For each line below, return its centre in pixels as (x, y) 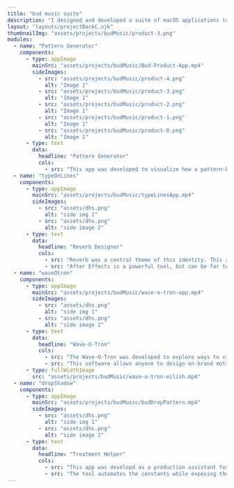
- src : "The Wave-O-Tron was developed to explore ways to (132, 357)
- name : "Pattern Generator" (56, 46)
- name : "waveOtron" (43, 273)
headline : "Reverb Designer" (80, 247)
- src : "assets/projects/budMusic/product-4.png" (112, 78)
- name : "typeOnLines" (46, 176)
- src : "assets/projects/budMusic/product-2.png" (112, 105)
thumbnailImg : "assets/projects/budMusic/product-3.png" (92, 33)
